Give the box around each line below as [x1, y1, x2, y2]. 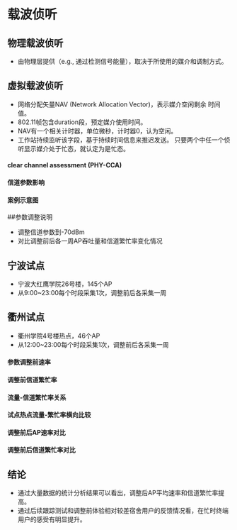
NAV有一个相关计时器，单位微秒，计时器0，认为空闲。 [17, 126, 178, 135]
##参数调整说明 [7, 213, 53, 221]
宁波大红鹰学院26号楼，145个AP [17, 280, 112, 288]
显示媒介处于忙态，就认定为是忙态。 [23, 144, 129, 153]
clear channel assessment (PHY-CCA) [7, 161, 122, 170]
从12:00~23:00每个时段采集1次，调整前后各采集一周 [17, 340, 170, 348]
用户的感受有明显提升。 [17, 515, 86, 524]
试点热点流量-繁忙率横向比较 [7, 411, 91, 419]
